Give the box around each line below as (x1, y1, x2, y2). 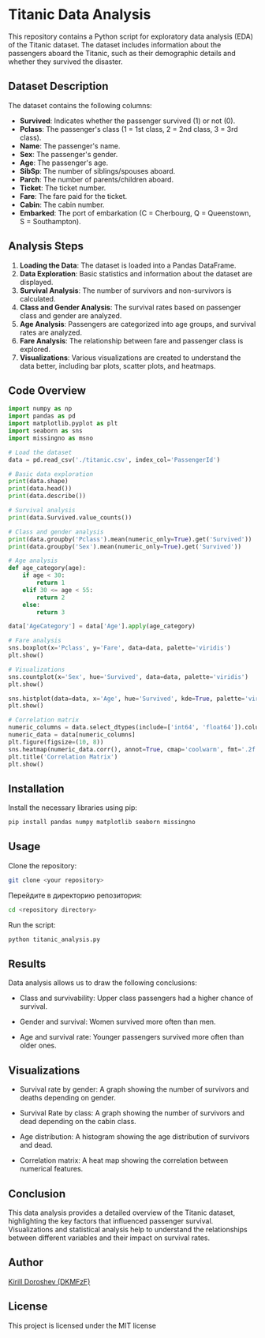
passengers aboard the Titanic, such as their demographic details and (8, 48, 237, 58)
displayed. (19, 277, 54, 287)
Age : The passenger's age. (19, 158, 109, 167)
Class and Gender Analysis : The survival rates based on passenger (19, 302, 241, 312)
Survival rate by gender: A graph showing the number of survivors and (19, 1085, 250, 1094)
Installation (8, 781, 65, 795)
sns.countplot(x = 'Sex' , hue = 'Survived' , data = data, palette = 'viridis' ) (8, 673, 248, 680)
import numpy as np (8, 405, 73, 413)
